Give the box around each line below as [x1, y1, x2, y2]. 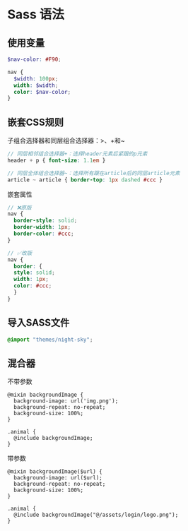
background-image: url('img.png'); [13, 398, 119, 405]
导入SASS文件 [7, 317, 70, 329]
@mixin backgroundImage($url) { [7, 468, 102, 475]
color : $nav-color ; [13, 88, 71, 95]
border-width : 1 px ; [13, 224, 71, 231]
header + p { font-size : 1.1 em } [7, 157, 106, 164]
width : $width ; [13, 82, 59, 89]
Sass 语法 [7, 6, 65, 23]
